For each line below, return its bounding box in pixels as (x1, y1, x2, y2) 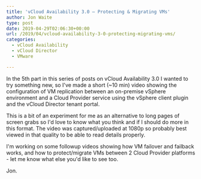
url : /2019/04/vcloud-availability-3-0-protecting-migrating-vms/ (6, 31, 176, 37)
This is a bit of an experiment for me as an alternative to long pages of (6, 112, 180, 119)
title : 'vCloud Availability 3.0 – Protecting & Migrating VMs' (6, 8, 170, 15)
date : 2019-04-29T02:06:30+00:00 (6, 25, 90, 32)
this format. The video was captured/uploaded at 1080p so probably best (6, 125, 187, 132)
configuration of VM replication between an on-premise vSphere (6, 87, 166, 95)
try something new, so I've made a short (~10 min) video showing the (6, 81, 177, 89)
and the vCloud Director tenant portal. (6, 100, 100, 108)
